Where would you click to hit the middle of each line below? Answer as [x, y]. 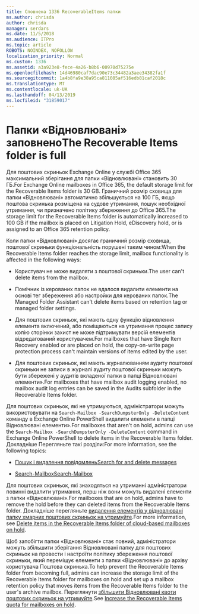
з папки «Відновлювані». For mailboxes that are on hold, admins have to [94, 498]
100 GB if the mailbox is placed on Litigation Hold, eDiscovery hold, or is [94, 223]
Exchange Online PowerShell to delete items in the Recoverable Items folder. [99, 438]
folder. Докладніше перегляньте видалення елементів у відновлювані [94, 510]
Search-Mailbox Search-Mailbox [54, 473]
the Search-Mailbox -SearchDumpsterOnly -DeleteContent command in [92, 431]
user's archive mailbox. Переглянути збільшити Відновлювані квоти [91, 592]
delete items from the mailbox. [52, 277]
